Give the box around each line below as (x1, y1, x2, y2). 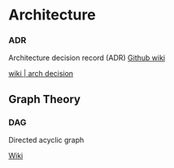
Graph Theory (8, 92, 81, 106)
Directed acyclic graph (8, 136, 85, 145)
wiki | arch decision (8, 69, 74, 79)
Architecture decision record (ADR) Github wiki (8, 53, 165, 62)
